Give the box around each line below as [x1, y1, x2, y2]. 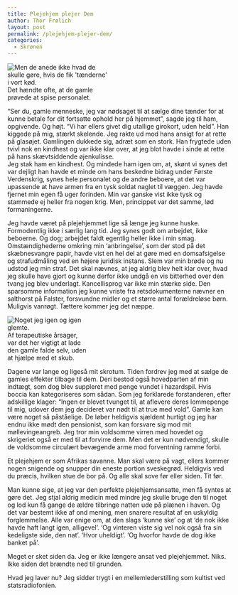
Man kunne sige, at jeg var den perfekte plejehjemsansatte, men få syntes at [7, 486, 232, 494]
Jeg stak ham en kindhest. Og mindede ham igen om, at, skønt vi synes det [7, 160, 227, 168]
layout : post [7, 23, 46, 31]
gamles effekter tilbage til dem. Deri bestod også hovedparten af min [7, 375, 209, 383]
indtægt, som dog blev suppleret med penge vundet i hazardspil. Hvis [7, 382, 212, 391]
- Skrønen [13, 43, 43, 50]
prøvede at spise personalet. [7, 93, 91, 102]
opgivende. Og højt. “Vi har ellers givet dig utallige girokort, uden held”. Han [7, 122, 229, 130]
